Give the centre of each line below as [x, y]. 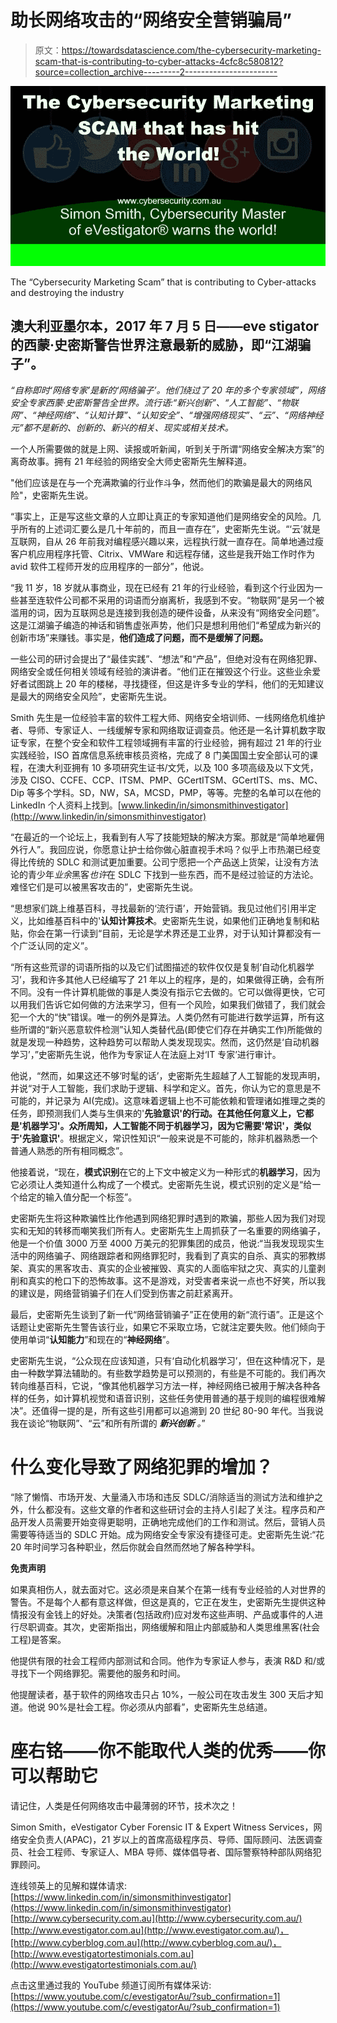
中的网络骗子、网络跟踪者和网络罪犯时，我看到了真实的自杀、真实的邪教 [167, 1255]
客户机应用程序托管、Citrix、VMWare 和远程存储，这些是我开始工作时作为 [163, 553]
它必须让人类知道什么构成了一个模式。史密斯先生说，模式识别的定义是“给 [161, 1184]
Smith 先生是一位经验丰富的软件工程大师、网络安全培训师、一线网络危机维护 [168, 717]
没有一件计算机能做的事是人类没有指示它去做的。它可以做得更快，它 [176, 992]
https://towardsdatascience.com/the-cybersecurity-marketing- [191, 50]
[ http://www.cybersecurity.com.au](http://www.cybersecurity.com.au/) [156, 1918]
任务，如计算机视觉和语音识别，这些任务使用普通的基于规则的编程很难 [172, 1398]
